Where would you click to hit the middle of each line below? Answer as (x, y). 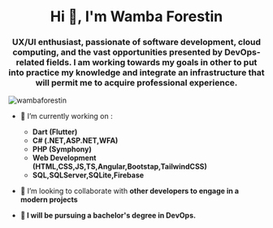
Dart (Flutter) (55, 132)
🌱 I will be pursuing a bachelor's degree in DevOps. (108, 216)
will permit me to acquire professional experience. (136, 83)
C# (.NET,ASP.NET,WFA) (75, 141)
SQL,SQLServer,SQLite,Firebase (88, 175)
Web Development (64, 158)
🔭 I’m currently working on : (66, 116)
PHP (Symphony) (62, 149)
